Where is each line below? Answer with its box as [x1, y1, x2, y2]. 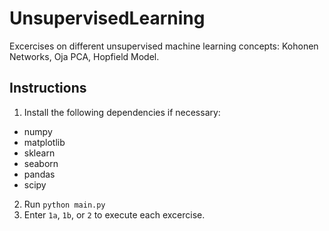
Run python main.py [23, 198, 106, 210]
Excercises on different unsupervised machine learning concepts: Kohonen [9, 40, 319, 52]
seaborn [23, 157, 59, 169]
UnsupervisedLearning [9, 7, 206, 30]
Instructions [9, 80, 87, 97]
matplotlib [23, 136, 66, 148]
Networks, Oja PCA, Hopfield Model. [9, 50, 160, 62]
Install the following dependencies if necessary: [23, 106, 221, 118]
